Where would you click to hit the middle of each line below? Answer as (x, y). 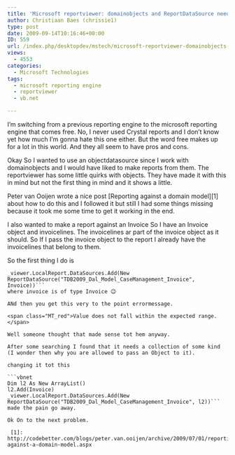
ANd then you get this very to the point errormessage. (90, 304)
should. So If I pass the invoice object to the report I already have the (107, 239)
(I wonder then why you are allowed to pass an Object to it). (101, 353)
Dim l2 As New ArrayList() (47, 384)
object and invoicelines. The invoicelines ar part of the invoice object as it (113, 232)
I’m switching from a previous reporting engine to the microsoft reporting (112, 124)
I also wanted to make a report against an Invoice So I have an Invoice (108, 224)
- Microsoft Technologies (51, 72)
